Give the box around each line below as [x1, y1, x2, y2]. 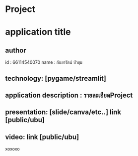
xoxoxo [5, 146, 20, 152]
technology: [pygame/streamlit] [5, 74, 107, 83]
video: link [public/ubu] [5, 133, 79, 141]
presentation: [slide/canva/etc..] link [5, 108, 122, 117]
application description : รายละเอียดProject [5, 91, 133, 99]
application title [5, 26, 71, 38]
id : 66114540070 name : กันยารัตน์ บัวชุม [5, 59, 83, 65]
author [5, 46, 26, 54]
